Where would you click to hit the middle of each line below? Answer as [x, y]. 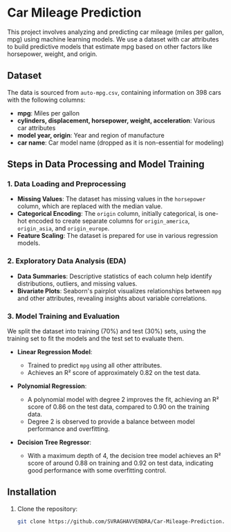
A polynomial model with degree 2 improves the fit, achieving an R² [123, 400]
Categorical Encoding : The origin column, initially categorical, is [110, 214]
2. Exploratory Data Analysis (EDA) [67, 261]
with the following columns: [46, 100]
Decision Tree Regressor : [54, 442]
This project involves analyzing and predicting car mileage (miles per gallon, [116, 32]
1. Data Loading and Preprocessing [67, 184]
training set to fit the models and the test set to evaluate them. [96, 339]
